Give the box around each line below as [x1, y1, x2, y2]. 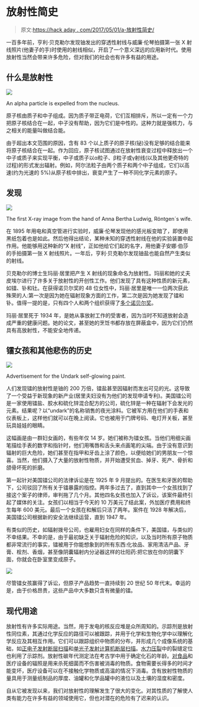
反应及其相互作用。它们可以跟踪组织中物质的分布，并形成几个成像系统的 [11, 638, 188, 645]
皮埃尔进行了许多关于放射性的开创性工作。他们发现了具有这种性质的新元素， [6, 277, 193, 284]
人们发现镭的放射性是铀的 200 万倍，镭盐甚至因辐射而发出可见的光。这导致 [6, 385, 191, 392]
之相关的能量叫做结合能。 [6, 127, 69, 134]
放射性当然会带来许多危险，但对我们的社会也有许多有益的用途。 [6, 53, 162, 60]
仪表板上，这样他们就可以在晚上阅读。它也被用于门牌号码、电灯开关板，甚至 [6, 414, 193, 422]
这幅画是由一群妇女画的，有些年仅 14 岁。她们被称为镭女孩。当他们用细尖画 [6, 435, 191, 442]
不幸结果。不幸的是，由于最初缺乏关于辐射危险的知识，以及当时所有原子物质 [6, 534, 193, 541]
